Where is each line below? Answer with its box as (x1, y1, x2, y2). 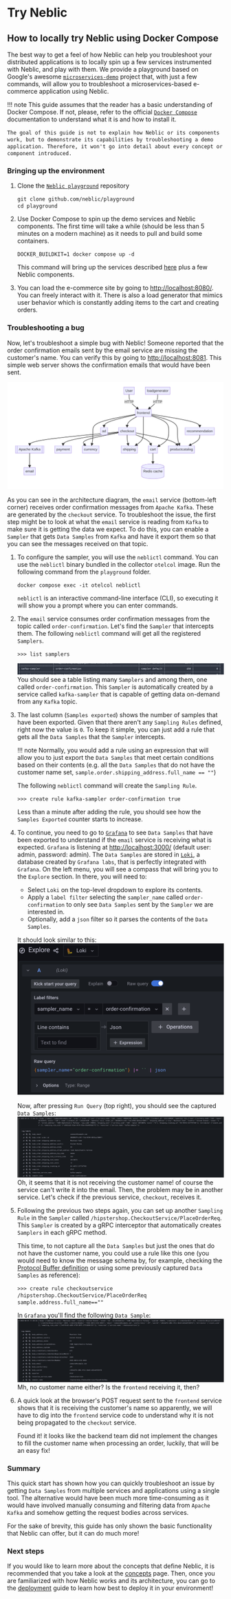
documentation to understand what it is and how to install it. (7, 115, 177, 123)
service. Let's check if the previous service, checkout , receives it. (16, 1193, 202, 1201)
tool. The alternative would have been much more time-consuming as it (7, 1494, 210, 1502)
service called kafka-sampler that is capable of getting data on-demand (16, 690, 220, 698)
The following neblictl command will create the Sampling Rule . (16, 781, 197, 790)
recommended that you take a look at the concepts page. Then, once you (7, 1569, 215, 1578)
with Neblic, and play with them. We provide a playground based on (7, 66, 199, 73)
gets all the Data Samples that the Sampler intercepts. (16, 732, 166, 741)
